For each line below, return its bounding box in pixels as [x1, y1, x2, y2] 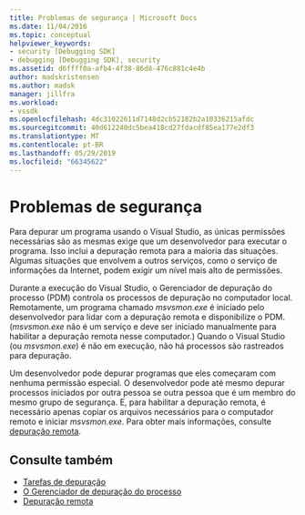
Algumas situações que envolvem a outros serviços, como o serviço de [9, 256, 278, 267]
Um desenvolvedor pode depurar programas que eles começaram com [9, 368, 276, 379]
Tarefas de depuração [22, 477, 107, 488]
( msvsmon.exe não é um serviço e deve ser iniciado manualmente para [9, 321, 277, 332]
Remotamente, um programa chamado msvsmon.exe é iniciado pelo [9, 302, 265, 313]
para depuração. [9, 350, 72, 361]
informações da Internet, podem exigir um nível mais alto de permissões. [9, 265, 283, 276]
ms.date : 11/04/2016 [9, 22, 88, 31]
